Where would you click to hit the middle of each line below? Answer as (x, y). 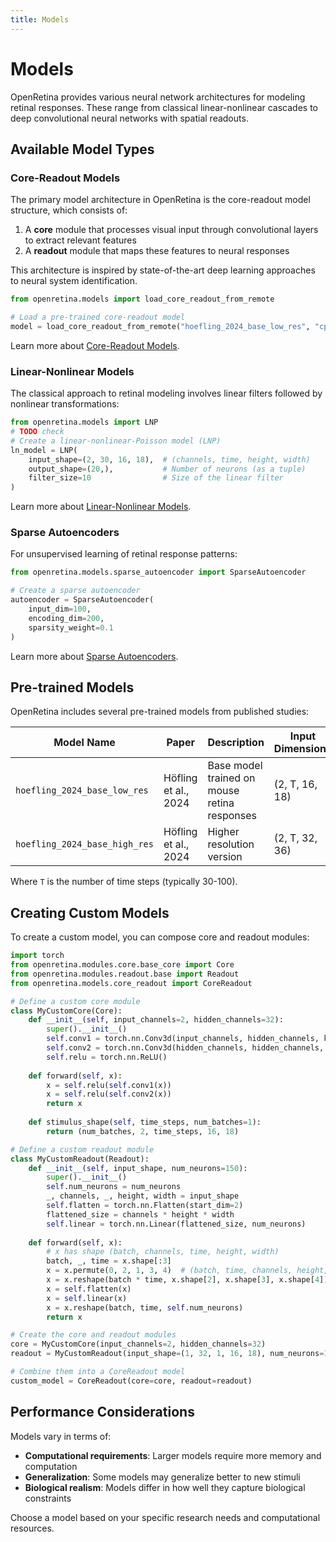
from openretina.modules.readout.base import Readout (125, 974)
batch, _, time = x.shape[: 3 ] (109, 1261)
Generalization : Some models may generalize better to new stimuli (162, 1477)
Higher (223, 832)
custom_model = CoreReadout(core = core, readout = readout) (131, 1381)
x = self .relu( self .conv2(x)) (109, 1094)
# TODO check (37, 432)
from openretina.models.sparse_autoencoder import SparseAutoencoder (158, 572)
